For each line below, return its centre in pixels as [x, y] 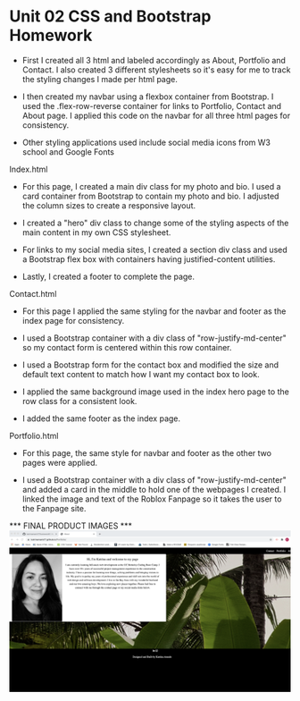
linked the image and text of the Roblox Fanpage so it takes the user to [152, 499]
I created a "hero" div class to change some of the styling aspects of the [155, 223]
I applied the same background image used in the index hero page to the [156, 392]
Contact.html [33, 293]
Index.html [29, 169]
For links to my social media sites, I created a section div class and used [154, 249]
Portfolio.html [34, 435]
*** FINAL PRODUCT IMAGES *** [71, 526]
